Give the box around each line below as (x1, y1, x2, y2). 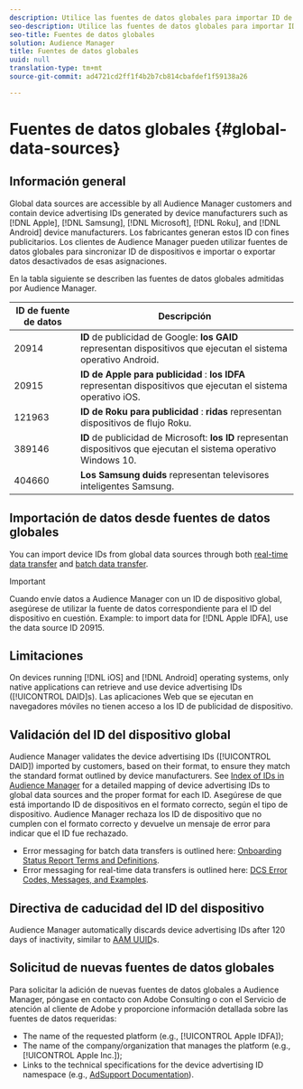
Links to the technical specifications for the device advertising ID (22, 1059, 264, 1070)
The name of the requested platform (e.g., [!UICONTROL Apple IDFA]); (22, 1030, 284, 1041)
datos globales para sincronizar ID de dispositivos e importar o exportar (9, 246, 276, 257)
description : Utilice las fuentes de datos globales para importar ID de (9, 13, 293, 23)
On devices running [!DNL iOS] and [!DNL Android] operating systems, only (9, 672, 289, 683)
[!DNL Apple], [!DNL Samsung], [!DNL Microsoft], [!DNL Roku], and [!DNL (9, 217, 281, 228)
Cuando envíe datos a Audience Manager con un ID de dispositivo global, (9, 593, 282, 604)
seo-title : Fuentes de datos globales (9, 30, 155, 39)
